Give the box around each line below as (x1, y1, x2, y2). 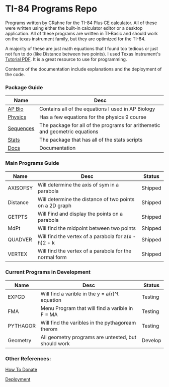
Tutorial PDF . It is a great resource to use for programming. (5, 56, 127, 62)
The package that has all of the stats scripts (39, 137, 143, 144)
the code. (5, 71, 25, 77)
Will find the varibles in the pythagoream (40, 319, 136, 326)
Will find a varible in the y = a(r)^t (40, 290, 119, 297)
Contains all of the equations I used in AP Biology (39, 105, 155, 112)
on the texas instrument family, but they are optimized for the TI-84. (5, 36, 146, 42)
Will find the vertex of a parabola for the (37, 247, 132, 254)
